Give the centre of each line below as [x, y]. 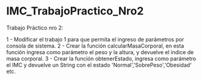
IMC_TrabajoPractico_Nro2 [75, 11]
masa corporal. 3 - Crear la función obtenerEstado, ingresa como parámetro [101, 58]
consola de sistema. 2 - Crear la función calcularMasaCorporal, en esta [95, 46]
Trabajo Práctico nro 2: [35, 28]
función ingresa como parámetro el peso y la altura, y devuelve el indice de [100, 52]
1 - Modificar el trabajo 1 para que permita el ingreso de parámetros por [95, 39]
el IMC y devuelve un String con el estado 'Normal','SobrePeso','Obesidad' [99, 65]
